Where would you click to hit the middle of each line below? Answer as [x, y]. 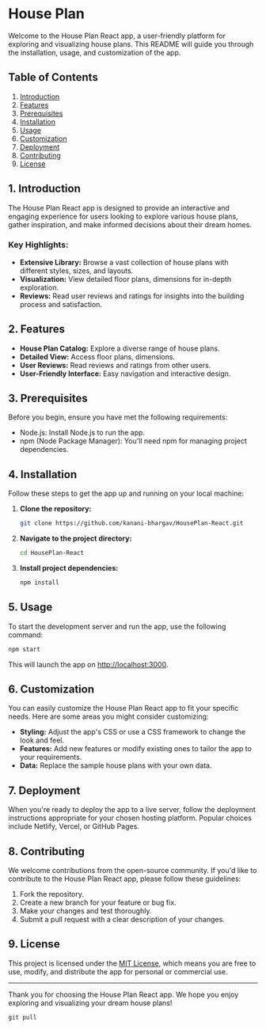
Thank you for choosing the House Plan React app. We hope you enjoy [123, 994]
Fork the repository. [52, 894]
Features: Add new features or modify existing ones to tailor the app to [135, 749]
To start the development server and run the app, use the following [117, 626]
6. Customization [51, 689]
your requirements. [51, 758]
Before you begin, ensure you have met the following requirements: [118, 417]
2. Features [37, 329]
